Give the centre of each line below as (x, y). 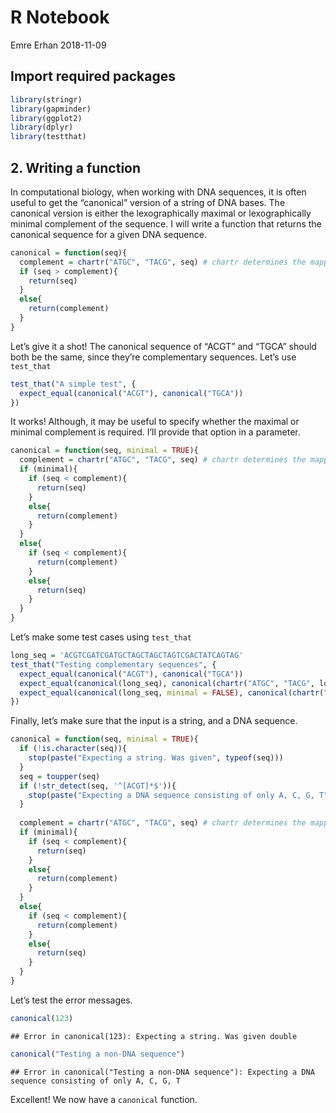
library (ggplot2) (46, 118)
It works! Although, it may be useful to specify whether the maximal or (155, 422)
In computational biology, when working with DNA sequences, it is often (158, 192)
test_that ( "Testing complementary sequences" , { (113, 664)
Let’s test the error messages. (71, 1000)
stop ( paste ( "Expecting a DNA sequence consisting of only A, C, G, (171, 795)
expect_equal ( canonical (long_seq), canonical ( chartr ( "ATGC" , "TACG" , (167, 683)
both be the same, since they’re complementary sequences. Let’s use (153, 357)
